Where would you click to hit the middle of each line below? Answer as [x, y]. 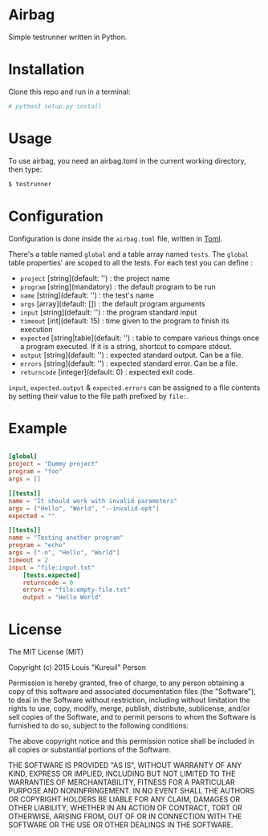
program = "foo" [35, 472]
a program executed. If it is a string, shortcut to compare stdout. [126, 346]
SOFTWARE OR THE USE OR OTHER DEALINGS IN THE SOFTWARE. [121, 825]
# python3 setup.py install [55, 106]
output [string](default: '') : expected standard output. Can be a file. [131, 355]
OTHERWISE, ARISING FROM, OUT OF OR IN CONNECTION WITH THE [125, 817]
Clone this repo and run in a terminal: [69, 91]
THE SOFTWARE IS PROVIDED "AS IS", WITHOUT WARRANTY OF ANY [125, 765]
